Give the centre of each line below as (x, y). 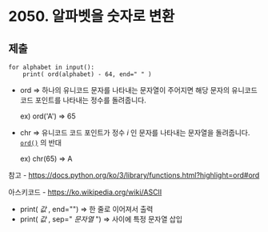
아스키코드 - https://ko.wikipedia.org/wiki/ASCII (85, 192)
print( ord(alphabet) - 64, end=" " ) (87, 74)
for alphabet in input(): (51, 67)
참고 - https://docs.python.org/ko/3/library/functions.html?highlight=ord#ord (134, 175)
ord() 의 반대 (41, 142)
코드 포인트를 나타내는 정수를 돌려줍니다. (83, 100)
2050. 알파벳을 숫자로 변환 (92, 16)
